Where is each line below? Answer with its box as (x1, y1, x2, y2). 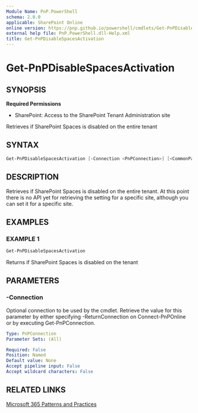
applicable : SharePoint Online (6, 19, 83, 25)
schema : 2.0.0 (6, 14, 41, 20)
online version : (6, 25, 46, 31)
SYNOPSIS (6, 85, 47, 95)
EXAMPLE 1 (6, 235, 40, 243)
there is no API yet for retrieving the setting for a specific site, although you (6, 194, 189, 201)
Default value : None (6, 358, 57, 364)
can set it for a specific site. (6, 200, 74, 207)
